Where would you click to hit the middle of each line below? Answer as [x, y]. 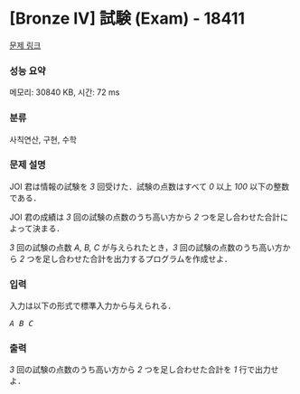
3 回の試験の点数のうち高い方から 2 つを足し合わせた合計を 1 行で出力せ [144, 370]
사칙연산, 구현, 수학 [43, 139]
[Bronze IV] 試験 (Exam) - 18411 [127, 19]
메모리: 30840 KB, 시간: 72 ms [65, 92]
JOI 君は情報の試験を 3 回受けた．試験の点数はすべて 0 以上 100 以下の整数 [150, 186]
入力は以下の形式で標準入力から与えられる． [93, 306]
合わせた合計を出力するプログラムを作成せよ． [145, 258]
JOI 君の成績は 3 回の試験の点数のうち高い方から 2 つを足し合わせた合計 [145, 217]
